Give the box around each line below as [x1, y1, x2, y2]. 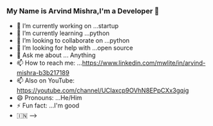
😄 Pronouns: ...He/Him [16, 94, 83, 102]
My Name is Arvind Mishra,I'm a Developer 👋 [6, 6, 159, 16]
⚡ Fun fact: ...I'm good [16, 101, 80, 109]
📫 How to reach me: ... [16, 59, 83, 67]
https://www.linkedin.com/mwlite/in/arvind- [81, 59, 206, 67]
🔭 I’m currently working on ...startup [16, 22, 119, 30]
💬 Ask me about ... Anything [16, 51, 96, 59]
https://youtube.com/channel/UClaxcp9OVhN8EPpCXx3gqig [16, 86, 190, 95]
